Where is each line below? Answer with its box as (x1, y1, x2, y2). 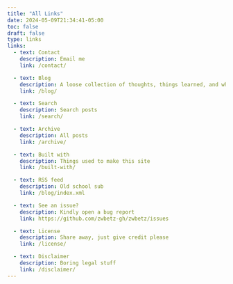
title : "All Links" (7, 10, 64, 17)
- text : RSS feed (13, 177, 64, 184)
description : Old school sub (19, 183, 104, 190)
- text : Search (13, 100, 58, 107)
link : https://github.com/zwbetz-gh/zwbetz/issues (19, 215, 169, 222)
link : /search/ (19, 113, 64, 120)
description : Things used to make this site (19, 157, 150, 164)
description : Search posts (19, 106, 98, 113)
